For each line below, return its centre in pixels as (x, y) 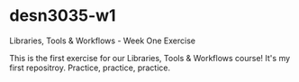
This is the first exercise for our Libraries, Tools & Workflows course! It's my (150, 58)
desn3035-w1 (63, 16)
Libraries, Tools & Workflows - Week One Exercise (103, 41)
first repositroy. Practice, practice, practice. (90, 68)
